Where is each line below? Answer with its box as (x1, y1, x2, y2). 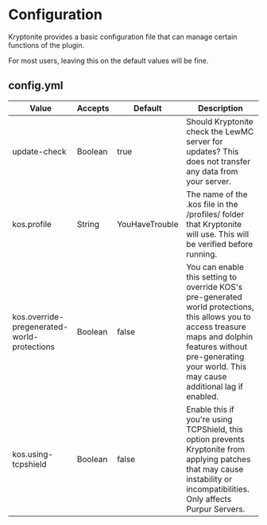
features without (186, 341, 248, 352)
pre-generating (186, 351, 245, 362)
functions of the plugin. (8, 40, 85, 49)
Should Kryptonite (186, 116, 254, 127)
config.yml (8, 79, 64, 92)
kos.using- (12, 449, 54, 460)
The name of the (186, 189, 248, 200)
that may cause (186, 464, 244, 475)
